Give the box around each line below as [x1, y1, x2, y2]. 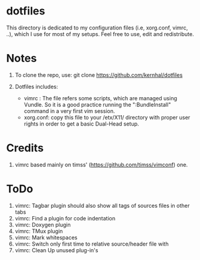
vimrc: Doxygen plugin [14, 221, 71, 228]
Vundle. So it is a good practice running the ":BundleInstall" [23, 101, 171, 108]
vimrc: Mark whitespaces [14, 234, 78, 241]
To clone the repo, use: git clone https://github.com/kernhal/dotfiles [14, 71, 183, 79]
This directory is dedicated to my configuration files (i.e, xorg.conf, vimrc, [6, 24, 188, 31]
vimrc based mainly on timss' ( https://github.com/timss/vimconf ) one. [14, 161, 188, 168]
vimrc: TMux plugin [14, 227, 63, 235]
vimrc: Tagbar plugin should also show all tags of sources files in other [14, 202, 190, 209]
